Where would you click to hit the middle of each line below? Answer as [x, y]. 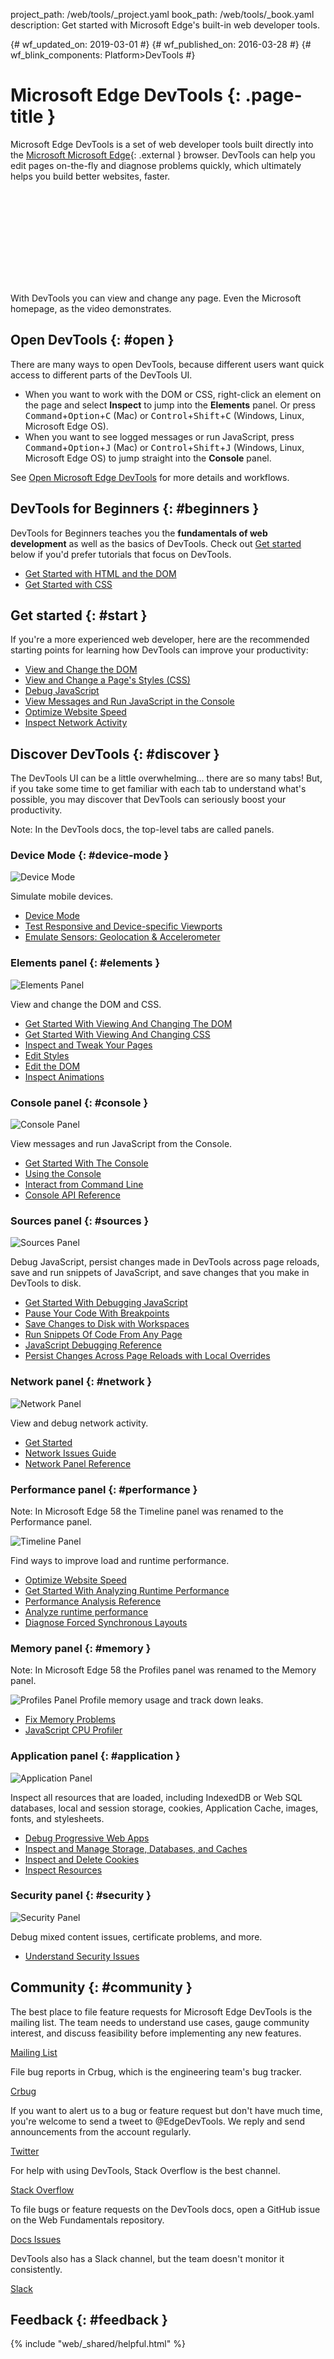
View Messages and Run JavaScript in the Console [129, 701]
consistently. [36, 2269]
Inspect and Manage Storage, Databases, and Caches [136, 1848]
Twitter [25, 2151]
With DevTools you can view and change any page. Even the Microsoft [156, 298]
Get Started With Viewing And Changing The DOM [128, 1023]
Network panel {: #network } [81, 1382]
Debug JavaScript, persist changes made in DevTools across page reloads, [165, 1262]
